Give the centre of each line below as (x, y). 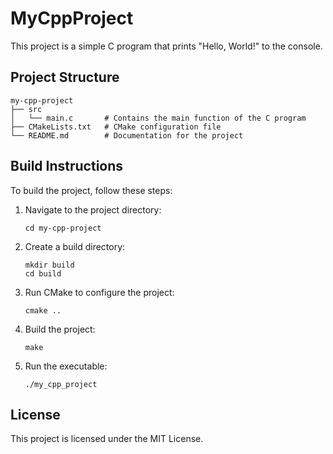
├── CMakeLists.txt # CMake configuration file (116, 127)
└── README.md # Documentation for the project (127, 135)
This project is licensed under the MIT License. (107, 439)
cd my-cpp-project (63, 228)
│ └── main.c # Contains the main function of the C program (158, 118)
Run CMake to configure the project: (99, 292)
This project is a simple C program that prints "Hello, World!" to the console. (166, 46)
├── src (26, 109)
